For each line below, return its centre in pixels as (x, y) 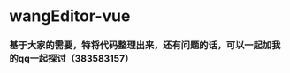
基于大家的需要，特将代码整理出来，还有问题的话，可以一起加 (141, 46)
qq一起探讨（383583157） (76, 59)
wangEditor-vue (70, 16)
